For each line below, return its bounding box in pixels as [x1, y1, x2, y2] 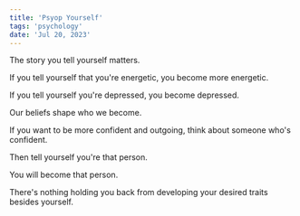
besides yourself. [9, 196, 74, 208]
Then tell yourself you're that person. [9, 152, 148, 163]
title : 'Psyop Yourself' [9, 13, 103, 23]
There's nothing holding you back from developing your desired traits [9, 187, 269, 198]
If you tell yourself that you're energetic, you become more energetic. [9, 72, 269, 83]
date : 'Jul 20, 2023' [9, 30, 92, 39]
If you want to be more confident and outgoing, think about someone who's [9, 125, 292, 136]
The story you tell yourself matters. [9, 55, 140, 66]
